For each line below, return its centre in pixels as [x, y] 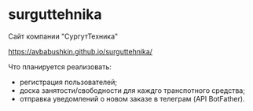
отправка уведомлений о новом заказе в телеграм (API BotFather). [132, 98]
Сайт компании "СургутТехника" [63, 36]
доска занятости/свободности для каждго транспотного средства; [132, 90]
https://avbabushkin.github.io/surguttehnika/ [81, 51]
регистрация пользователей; [68, 82]
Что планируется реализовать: [60, 67]
